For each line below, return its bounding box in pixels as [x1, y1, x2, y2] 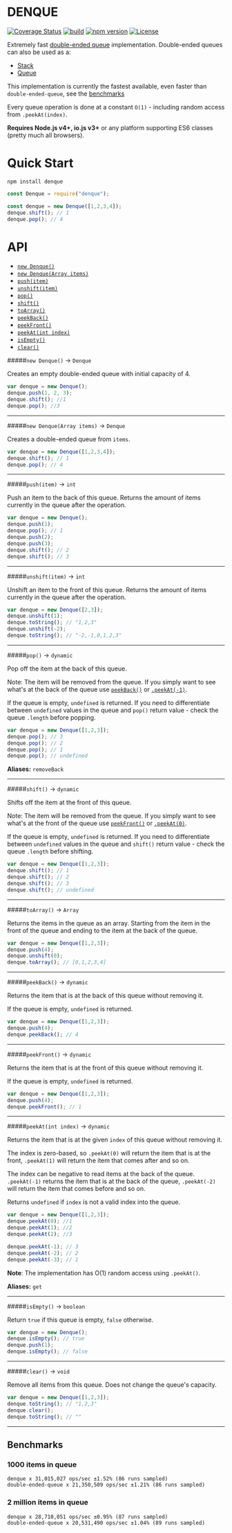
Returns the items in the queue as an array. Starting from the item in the [7, 919, 211, 927]
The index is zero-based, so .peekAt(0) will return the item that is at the [7, 1149, 211, 1158]
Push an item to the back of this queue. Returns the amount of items [7, 493, 202, 502]
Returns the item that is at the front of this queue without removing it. [7, 1063, 204, 1072]
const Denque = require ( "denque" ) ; [7, 190, 110, 197]
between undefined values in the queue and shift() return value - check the [7, 840, 225, 849]
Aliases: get [7, 1282, 43, 1291]
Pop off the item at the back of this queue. [7, 664, 128, 673]
